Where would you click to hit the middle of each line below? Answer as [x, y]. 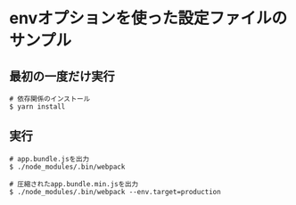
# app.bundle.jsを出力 [49, 159]
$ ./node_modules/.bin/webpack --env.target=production [115, 192]
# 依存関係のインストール [50, 99]
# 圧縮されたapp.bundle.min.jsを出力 [74, 184]
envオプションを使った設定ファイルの [148, 18]
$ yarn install [37, 107]
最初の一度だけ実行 [62, 76]
